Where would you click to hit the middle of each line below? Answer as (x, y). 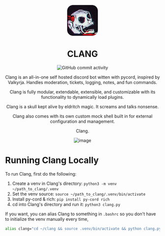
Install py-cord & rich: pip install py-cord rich (61, 199)
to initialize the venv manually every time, (47, 219)
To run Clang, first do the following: (41, 174)
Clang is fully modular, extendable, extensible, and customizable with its (82, 92)
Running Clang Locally (52, 161)
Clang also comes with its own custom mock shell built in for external (82, 116)
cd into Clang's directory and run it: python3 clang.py (66, 204)
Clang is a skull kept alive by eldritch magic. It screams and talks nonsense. (82, 106)
